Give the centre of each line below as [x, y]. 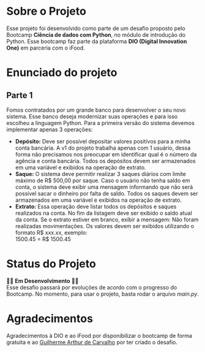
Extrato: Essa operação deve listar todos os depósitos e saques [96, 206]
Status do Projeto [51, 264]
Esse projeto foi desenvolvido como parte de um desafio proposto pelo [96, 28]
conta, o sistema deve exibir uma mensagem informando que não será [104, 187]
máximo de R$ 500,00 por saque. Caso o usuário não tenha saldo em [102, 180]
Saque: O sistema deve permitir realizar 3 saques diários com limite [101, 174]
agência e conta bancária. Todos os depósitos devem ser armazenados [105, 161]
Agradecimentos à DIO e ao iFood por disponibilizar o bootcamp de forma [99, 335]
